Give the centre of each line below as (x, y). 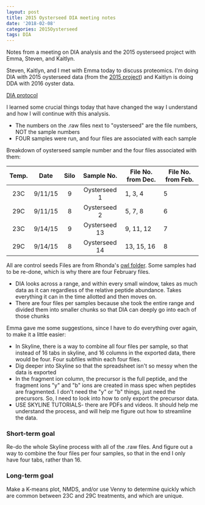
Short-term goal (31, 433)
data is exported (36, 372)
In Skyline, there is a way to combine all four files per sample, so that (102, 347)
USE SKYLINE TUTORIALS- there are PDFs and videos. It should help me (106, 405)
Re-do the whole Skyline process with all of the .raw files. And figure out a (100, 447)
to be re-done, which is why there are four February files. (78, 272)
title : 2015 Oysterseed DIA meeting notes (61, 18)
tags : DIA (19, 35)
